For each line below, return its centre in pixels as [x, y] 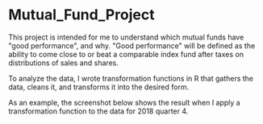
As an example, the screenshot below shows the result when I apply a [124, 102]
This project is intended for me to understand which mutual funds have [126, 37]
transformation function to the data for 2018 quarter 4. [98, 111]
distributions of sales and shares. [63, 63]
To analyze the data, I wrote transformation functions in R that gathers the [131, 78]
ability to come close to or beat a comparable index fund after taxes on [126, 54]
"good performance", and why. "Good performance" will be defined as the [132, 45]
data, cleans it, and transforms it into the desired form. [99, 87]
